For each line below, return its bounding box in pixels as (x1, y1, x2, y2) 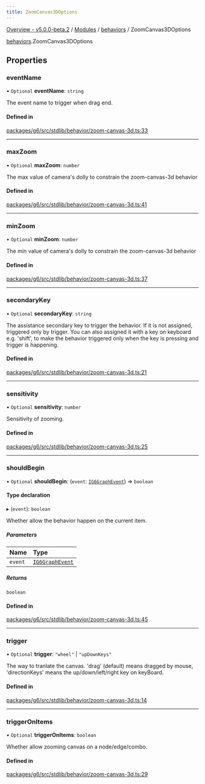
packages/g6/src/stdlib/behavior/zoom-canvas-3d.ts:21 (6, 369, 147, 376)
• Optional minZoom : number (6, 236, 79, 243)
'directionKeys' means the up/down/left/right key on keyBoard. (6, 669, 164, 676)
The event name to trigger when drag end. (6, 99, 113, 107)
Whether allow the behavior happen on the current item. (6, 517, 148, 525)
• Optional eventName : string (6, 87, 84, 95)
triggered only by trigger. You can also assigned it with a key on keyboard (6, 328, 192, 336)
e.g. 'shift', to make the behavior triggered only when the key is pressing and (6, 334, 199, 342)
